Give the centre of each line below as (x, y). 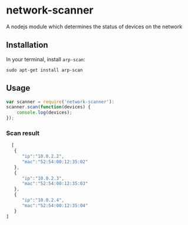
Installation (27, 45)
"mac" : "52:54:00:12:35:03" (55, 184)
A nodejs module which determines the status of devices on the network (94, 27)
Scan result (23, 133)
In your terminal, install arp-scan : (46, 59)
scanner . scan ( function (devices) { (49, 107)
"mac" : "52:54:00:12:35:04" (55, 206)
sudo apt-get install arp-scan (44, 70)
